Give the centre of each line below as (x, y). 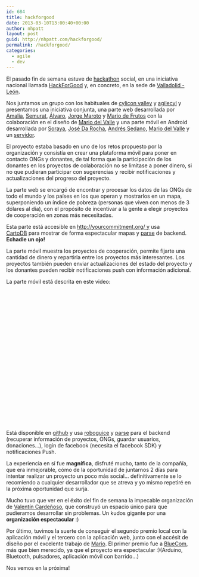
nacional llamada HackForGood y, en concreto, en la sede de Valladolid (94, 85)
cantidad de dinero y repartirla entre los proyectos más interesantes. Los (95, 257)
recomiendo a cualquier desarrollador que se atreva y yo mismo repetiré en (99, 482)
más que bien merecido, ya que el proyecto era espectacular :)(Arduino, (94, 550)
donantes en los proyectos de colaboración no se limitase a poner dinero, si (99, 165)
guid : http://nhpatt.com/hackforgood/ (54, 39)
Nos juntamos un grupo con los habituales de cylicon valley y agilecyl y (94, 103)
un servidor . (21, 134)
